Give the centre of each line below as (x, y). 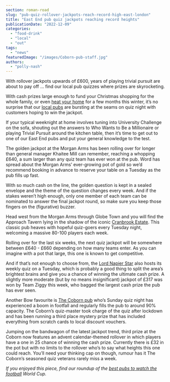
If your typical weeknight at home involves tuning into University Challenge (84, 122)
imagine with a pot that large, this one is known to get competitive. (75, 253)
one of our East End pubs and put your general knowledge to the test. (78, 139)
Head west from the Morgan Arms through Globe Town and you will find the (85, 217)
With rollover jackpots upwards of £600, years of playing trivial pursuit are (83, 81)
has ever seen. (21, 291)
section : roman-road (28, 10)
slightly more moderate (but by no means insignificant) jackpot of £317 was (84, 279)
